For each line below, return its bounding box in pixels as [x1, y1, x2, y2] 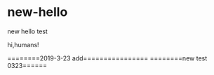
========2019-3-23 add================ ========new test [7, 53, 208, 62]
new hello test [7, 27, 48, 35]
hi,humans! [7, 40, 40, 49]
